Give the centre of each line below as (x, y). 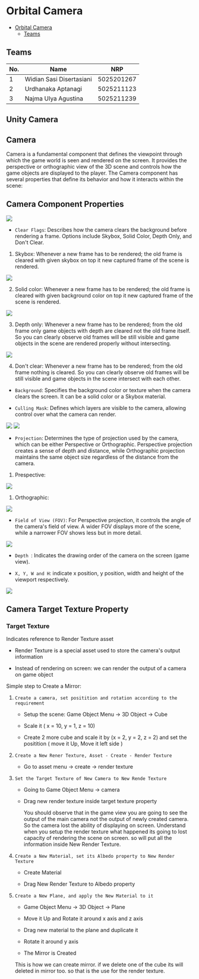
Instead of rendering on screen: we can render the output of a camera (100, 668)
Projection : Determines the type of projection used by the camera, (97, 438)
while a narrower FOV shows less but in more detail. (78, 532)
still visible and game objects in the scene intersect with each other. (98, 378)
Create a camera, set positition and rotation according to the (96, 698)
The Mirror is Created (50, 953)
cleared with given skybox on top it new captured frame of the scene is (102, 260)
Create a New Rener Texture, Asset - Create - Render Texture (93, 756)
